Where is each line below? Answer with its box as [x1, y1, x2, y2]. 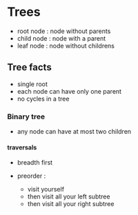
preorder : [17, 172, 46, 180]
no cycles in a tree [17, 94, 70, 103]
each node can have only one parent [17, 87, 122, 95]
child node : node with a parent [17, 34, 106, 42]
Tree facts [7, 61, 52, 73]
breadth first [17, 158, 53, 167]
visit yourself [27, 185, 64, 194]
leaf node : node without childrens [17, 41, 115, 50]
